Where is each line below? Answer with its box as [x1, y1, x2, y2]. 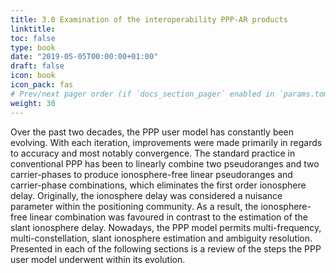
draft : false [10, 61, 65, 71]
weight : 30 [10, 98, 56, 108]
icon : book [10, 71, 56, 81]
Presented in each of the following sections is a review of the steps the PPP [10, 242, 322, 255]
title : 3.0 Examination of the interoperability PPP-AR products [10, 14, 288, 25]
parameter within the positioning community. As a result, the [10, 200, 259, 212]
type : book [10, 42, 56, 53]
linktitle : [10, 24, 56, 34]
